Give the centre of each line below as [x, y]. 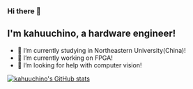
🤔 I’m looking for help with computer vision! [79, 65]
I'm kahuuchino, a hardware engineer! [92, 34]
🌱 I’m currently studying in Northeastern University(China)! [101, 50]
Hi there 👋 [24, 11]
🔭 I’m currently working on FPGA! [65, 58]
